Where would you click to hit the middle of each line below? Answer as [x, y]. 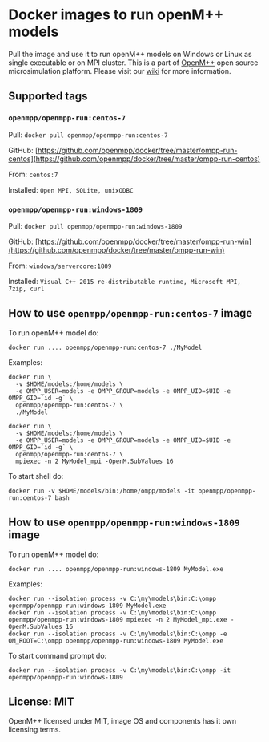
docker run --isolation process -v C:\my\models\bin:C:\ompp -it [119, 670]
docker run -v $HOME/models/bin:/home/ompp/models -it [102, 491]
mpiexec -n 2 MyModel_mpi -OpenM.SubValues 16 [94, 461]
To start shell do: [36, 476]
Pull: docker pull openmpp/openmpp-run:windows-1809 [95, 225]
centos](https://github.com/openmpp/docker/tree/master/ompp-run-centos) [134, 159]
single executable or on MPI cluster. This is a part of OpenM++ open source [133, 63]
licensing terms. [35, 730]
